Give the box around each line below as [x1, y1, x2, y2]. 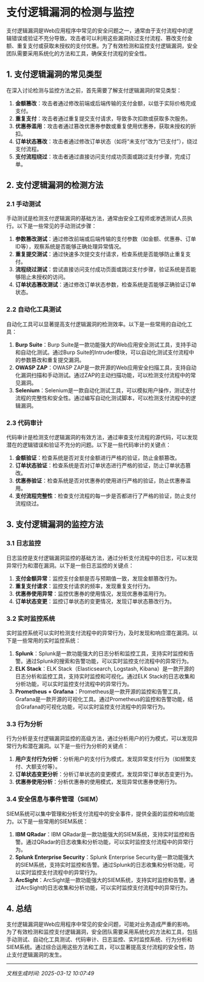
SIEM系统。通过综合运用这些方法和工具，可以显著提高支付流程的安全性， [6, 944, 189, 951]
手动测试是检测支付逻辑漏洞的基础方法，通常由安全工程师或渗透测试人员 [6, 214, 187, 222]
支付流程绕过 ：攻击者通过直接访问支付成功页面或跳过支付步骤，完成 [15, 153, 186, 160]
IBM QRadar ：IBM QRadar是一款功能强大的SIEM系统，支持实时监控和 [15, 830, 190, 838]
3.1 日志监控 [6, 539, 41, 548]
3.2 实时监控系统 [6, 614, 56, 623]
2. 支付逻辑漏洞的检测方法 [6, 180, 104, 191]
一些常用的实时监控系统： [16, 637, 81, 645]
